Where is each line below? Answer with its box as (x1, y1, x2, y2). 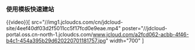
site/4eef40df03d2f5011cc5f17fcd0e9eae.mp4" (6, 25, 121, 32)
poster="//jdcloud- (122, 25, 167, 32)
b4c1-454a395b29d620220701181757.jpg (6, 37, 107, 44)
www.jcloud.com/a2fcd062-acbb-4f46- (93, 31, 189, 38)
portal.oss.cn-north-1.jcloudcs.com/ (6, 31, 93, 38)
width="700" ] (109, 37, 145, 44)
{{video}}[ (6, 19, 30, 26)
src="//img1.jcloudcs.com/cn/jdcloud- (31, 19, 123, 26)
